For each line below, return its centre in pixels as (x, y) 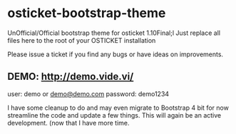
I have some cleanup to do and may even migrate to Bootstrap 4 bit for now (118, 108)
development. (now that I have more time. (68, 123)
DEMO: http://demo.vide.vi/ (71, 77)
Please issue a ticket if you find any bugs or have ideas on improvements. (115, 54)
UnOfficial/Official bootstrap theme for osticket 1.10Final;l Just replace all (114, 33)
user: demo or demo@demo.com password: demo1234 (88, 93)
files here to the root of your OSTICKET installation (82, 40)
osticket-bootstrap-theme (87, 13)
